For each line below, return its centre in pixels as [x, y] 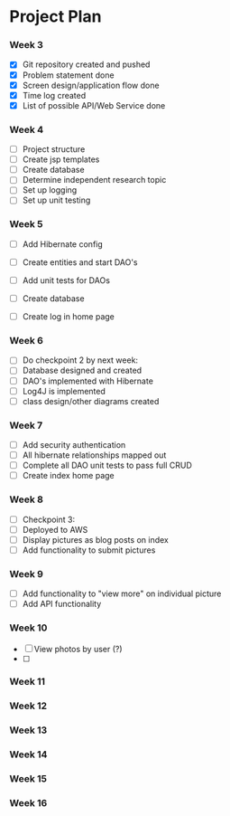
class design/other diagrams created [91, 401]
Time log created [54, 95]
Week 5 [26, 224]
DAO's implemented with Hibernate [87, 381]
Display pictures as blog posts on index [95, 539]
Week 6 [26, 341]
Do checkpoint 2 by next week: [80, 360]
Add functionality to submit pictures [89, 550]
